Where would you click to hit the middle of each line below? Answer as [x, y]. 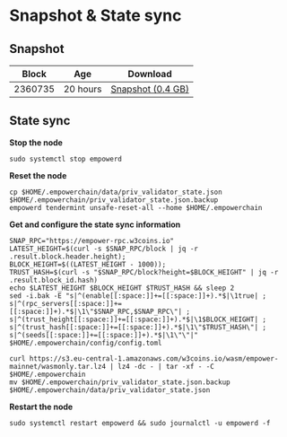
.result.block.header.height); [68, 257]
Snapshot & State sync [96, 16]
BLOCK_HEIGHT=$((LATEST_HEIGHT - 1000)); [88, 264]
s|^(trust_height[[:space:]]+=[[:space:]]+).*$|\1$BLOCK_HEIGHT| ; [138, 319]
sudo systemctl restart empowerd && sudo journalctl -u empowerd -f [140, 423]
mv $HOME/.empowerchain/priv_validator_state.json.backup [120, 382]
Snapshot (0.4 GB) [150, 89]
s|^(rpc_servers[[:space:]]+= [66, 303]
